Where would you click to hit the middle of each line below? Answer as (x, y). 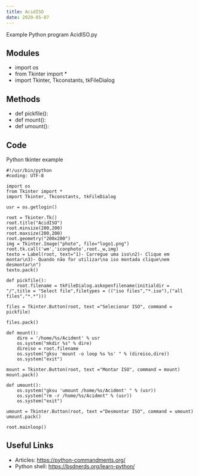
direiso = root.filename (48, 348)
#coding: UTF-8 (25, 175)
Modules (23, 53)
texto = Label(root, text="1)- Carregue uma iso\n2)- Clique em (88, 254)
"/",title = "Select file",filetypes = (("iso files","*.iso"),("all (95, 291)
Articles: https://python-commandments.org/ (70, 460)
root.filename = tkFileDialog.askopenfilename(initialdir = (93, 286)
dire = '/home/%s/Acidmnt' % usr (59, 338)
